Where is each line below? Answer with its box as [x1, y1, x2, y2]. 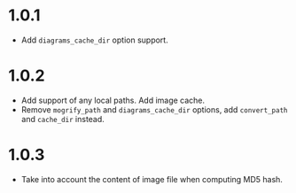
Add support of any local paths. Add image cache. [20, 95, 206, 105]
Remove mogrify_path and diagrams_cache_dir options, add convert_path [20, 104, 288, 115]
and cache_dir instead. [20, 113, 105, 124]
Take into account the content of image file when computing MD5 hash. [20, 174, 283, 184]
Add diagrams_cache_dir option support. [20, 35, 169, 45]
